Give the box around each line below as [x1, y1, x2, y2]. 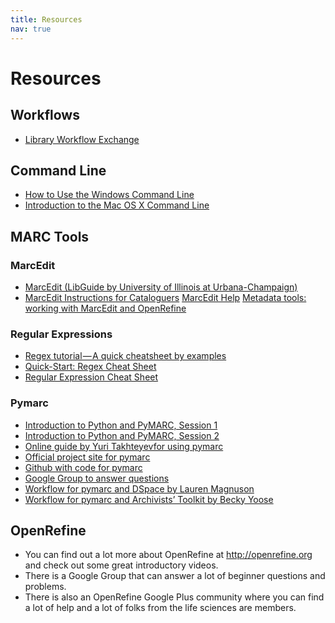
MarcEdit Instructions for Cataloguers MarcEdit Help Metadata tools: [24, 292, 307, 303]
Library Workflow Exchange [24, 133, 140, 145]
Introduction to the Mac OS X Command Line [24, 199, 210, 211]
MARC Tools [10, 228, 90, 245]
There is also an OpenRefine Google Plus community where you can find [24, 591, 325, 603]
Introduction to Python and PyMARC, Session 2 [24, 429, 220, 441]
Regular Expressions [10, 327, 113, 341]
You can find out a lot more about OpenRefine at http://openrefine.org [24, 549, 313, 561]
